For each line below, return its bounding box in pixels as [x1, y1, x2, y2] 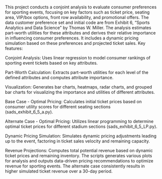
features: [5, 46, 23, 51]
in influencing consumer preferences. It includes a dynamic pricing [5, 35, 139, 41]
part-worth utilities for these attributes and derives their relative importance [5, 30, 156, 36]
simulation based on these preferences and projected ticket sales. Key [5, 40, 146, 46]
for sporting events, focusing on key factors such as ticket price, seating [5, 9, 150, 15]
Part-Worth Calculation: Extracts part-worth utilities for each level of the [5, 70, 149, 75]
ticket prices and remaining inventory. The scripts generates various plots [5, 153, 152, 159]
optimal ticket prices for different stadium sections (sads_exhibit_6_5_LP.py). [5, 124, 158, 129]
